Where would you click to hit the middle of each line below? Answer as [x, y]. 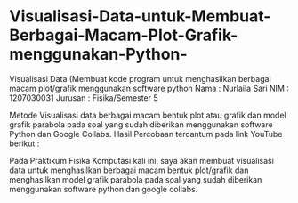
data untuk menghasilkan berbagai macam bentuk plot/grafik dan [129, 170]
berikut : [24, 143]
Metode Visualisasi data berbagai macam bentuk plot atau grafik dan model [148, 115]
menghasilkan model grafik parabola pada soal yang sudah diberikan [136, 179]
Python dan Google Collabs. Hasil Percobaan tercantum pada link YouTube [146, 134]
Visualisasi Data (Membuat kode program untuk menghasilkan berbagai [140, 78]
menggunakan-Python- [99, 54]
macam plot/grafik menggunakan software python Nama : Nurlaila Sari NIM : [149, 88]
